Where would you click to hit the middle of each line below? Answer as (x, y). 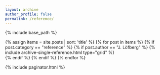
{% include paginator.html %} (35, 67)
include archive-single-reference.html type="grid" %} (60, 52)
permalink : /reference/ (30, 19)
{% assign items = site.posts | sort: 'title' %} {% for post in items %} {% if (80, 42)
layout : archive (22, 10)
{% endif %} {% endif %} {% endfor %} (45, 58)
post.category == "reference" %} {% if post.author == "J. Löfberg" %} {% (80, 48)
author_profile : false (28, 14)
